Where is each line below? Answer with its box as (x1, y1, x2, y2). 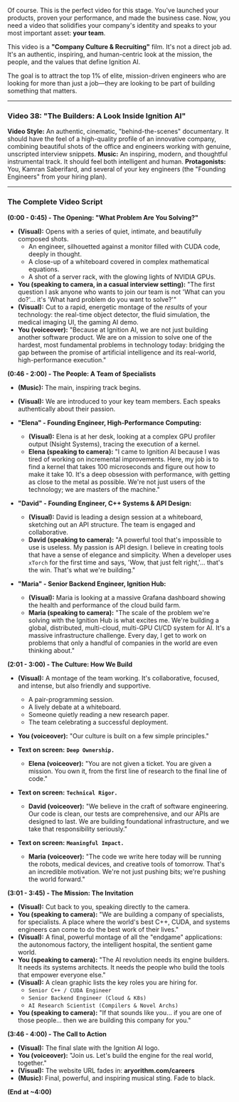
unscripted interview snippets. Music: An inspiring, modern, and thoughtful (7, 149, 228, 159)
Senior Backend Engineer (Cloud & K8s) (28, 995, 147, 1002)
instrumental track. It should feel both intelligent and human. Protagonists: (7, 157, 226, 166)
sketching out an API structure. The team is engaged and (28, 520, 196, 529)
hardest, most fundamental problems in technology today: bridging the (17, 340, 225, 349)
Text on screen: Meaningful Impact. (17, 838, 124, 846)
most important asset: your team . (7, 28, 106, 37)
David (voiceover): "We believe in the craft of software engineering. (28, 802, 229, 810)
